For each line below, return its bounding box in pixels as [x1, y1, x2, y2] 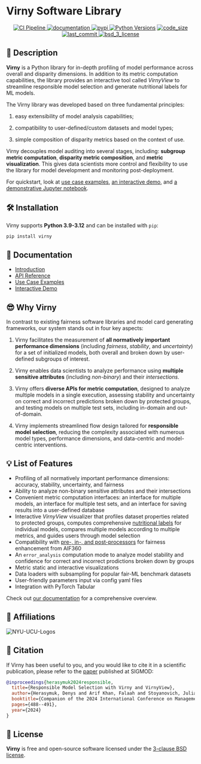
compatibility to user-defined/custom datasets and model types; [14, 124, 173, 131]
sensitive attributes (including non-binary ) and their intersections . [14, 373, 179, 380]
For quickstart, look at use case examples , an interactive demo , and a [6, 178, 178, 185]
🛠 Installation [6, 203, 59, 213]
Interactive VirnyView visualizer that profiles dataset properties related [14, 513, 189, 520]
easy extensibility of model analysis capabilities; [14, 112, 134, 119]
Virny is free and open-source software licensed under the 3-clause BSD [6, 745, 187, 753]
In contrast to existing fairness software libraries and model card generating [6, 318, 193, 325]
